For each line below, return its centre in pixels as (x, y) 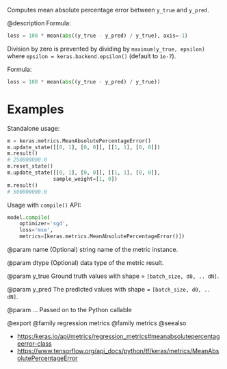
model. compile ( (29, 217)
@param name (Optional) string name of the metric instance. (93, 250)
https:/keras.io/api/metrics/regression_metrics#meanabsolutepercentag (118, 336)
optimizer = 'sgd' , (44, 224)
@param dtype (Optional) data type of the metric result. (85, 263)
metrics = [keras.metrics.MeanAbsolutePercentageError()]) (102, 237)
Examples (36, 109)
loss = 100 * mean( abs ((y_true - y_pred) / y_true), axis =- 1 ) (97, 36)
